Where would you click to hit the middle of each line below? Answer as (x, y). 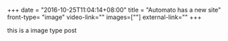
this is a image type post (42, 30)
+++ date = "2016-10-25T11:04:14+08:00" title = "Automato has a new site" (114, 10)
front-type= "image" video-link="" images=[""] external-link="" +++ (104, 17)
